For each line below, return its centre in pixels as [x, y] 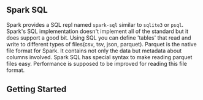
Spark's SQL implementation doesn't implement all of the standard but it [98, 31]
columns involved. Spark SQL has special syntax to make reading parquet [99, 57]
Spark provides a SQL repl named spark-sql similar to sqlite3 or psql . [95, 24]
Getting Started [36, 89]
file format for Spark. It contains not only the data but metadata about [94, 51]
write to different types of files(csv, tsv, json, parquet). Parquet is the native [102, 44]
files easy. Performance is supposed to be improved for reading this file [97, 63]
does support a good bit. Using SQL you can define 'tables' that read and [99, 37]
